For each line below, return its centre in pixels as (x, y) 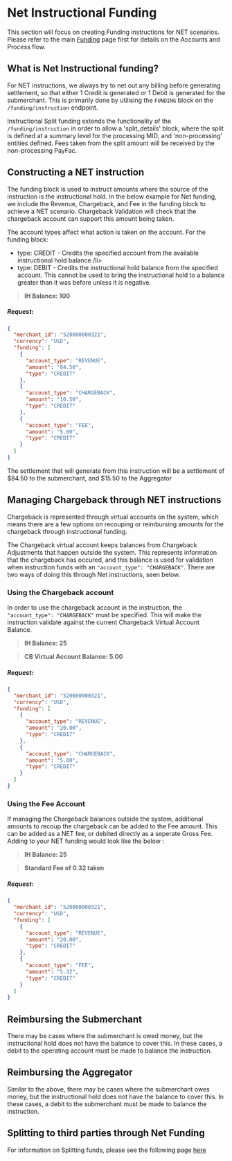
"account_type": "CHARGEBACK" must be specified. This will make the (105, 615)
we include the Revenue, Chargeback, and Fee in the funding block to (107, 203)
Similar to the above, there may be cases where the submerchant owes (108, 1089)
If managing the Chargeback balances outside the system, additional (105, 819)
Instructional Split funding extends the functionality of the (89, 121)
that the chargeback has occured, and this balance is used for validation (110, 560)
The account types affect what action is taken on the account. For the (107, 232)
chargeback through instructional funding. (68, 531)
